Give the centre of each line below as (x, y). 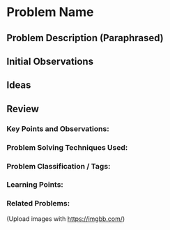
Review (23, 109)
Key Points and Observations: (58, 128)
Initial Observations (50, 61)
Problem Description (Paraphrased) (85, 38)
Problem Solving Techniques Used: (67, 147)
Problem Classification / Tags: (59, 166)
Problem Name (50, 12)
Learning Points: (35, 185)
